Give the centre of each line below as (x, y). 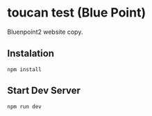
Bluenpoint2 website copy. (45, 32)
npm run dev (24, 106)
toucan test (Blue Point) (77, 13)
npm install (24, 69)
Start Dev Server (44, 91)
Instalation (31, 54)
